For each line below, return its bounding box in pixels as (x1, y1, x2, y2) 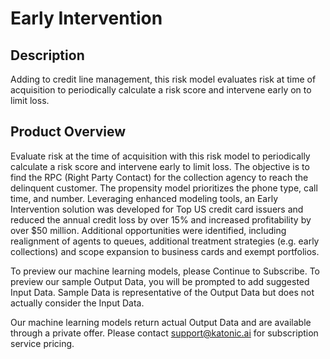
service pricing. (10, 337, 75, 349)
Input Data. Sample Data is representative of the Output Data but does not (10, 286, 315, 298)
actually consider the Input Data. (10, 297, 145, 309)
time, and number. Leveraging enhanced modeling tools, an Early (10, 192, 279, 204)
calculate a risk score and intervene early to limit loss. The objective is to (10, 160, 310, 172)
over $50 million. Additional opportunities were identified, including (10, 224, 287, 236)
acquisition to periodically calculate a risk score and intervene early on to (10, 84, 312, 96)
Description (10, 47, 85, 64)
